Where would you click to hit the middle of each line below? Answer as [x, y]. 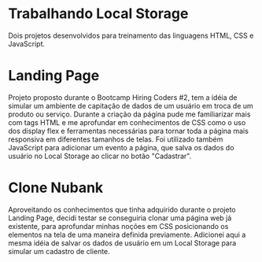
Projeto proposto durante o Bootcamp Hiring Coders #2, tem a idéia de [123, 97]
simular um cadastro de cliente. [59, 251]
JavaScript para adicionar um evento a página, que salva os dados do [121, 147]
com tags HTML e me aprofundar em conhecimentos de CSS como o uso [127, 122]
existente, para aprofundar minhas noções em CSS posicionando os [118, 226]
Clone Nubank [56, 188]
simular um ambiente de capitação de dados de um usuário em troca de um [131, 105]
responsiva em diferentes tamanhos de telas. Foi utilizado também [116, 139]
